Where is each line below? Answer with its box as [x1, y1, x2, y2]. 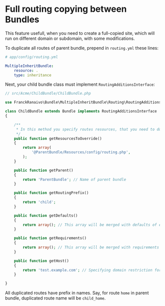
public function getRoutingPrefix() [14, 191, 89, 196]
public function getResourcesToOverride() [14, 136, 102, 141]
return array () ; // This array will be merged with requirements [23, 245, 160, 250]
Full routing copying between [5, 3, 127, 15]
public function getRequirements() [14, 236, 87, 241]
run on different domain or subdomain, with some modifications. [5, 35, 135, 41]
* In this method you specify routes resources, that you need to [16, 127, 155, 132]
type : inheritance [14, 72, 52, 77]
